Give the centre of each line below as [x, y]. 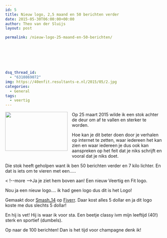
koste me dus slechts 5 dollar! [36, 206]
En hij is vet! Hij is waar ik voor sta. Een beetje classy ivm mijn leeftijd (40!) [82, 215]
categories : [17, 86]
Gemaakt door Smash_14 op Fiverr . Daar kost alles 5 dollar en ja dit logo [79, 200]
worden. [80, 125]
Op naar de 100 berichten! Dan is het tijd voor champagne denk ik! [73, 230]
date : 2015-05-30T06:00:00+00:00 [40, 19]
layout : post [19, 28]
